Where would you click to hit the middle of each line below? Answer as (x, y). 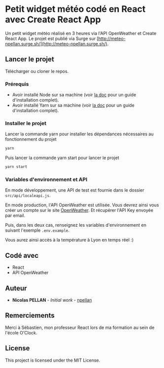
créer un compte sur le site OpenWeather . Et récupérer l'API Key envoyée (79, 210)
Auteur (16, 288)
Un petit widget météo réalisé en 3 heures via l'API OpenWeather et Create (81, 33)
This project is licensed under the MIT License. (53, 360)
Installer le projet (26, 123)
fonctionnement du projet (31, 139)
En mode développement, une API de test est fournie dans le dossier (75, 190)
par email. (15, 215)
